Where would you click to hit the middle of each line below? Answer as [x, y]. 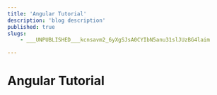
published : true [31, 27]
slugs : [17, 33]
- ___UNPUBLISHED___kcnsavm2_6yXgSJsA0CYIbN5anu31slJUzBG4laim [115, 40]
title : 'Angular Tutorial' [47, 14]
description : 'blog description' [57, 20]
